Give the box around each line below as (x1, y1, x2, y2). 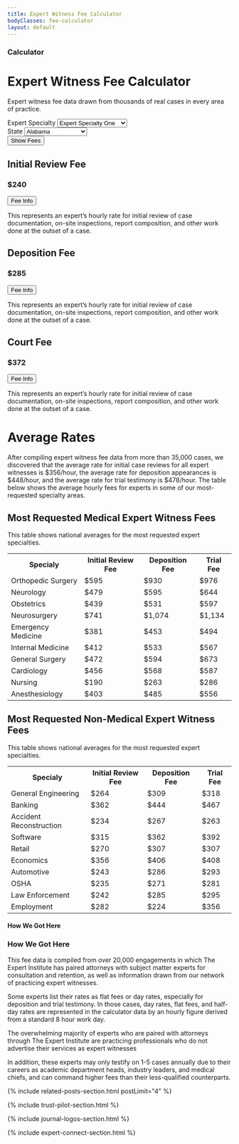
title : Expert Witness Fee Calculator (7, 10, 122, 18)
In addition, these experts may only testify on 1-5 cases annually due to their (7, 1058, 231, 1066)
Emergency (11, 622, 50, 632)
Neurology (11, 587, 46, 597)
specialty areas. (38, 491, 85, 500)
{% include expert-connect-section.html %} (7, 1128, 137, 1137)
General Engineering (11, 788, 80, 798)
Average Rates (7, 430, 96, 446)
